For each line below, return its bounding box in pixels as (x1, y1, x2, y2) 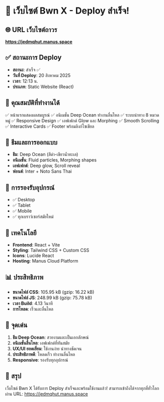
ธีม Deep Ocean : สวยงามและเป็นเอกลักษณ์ (12, 334, 89, 340)
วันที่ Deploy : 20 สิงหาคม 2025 (12, 72, 71, 78)
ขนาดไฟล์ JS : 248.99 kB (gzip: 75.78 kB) (12, 294, 93, 300)
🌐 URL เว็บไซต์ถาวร (5, 25, 57, 34)
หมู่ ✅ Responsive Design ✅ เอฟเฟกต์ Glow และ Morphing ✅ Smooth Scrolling (5, 117, 159, 123)
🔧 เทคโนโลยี (5, 228, 37, 237)
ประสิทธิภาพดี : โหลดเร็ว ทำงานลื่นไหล (12, 351, 75, 357)
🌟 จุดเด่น (5, 321, 28, 330)
